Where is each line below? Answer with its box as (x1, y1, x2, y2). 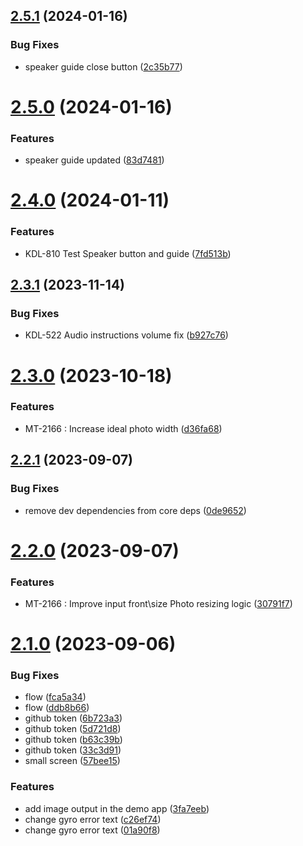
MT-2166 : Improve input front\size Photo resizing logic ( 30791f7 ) (24, 598, 293, 609)
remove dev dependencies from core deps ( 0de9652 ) (24, 504, 247, 516)
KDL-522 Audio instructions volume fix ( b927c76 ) (24, 329, 229, 341)
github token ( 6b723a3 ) (24, 712, 123, 724)
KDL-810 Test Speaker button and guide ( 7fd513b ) (24, 247, 232, 259)
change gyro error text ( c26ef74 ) (24, 813, 162, 825)
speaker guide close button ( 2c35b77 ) (24, 60, 183, 73)
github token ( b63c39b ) (24, 734, 123, 746)
